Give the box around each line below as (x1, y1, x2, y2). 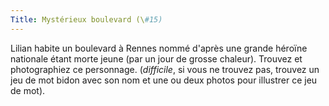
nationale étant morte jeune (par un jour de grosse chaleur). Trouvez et (10, 52, 303, 65)
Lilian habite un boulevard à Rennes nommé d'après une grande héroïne (10, 42, 308, 54)
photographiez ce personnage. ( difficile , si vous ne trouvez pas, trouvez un (10, 63, 320, 75)
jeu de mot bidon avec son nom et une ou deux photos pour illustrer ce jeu (10, 74, 318, 86)
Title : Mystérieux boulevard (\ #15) (10, 14, 163, 25)
